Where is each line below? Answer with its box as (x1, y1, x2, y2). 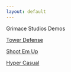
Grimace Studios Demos (6, 25, 66, 32)
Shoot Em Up (6, 48, 38, 55)
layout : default (6, 8, 46, 15)
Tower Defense (6, 36, 43, 43)
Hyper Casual (6, 59, 40, 66)
